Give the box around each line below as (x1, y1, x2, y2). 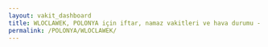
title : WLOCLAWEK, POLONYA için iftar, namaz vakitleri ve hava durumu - (8, 19, 262, 27)
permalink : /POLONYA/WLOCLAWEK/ (8, 26, 117, 34)
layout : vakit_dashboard (8, 11, 92, 20)
